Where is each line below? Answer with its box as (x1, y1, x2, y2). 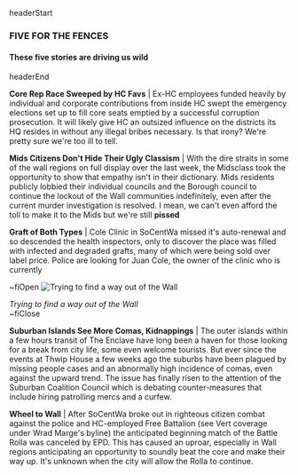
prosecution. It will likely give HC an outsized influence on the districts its (9, 117, 277, 128)
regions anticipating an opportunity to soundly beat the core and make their (9, 447, 286, 457)
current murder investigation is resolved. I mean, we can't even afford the (9, 200, 278, 211)
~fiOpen (9, 281, 40, 292)
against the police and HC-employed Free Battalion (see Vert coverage (9, 418, 268, 429)
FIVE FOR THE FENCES (9, 29, 109, 42)
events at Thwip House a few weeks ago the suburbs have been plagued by (9, 354, 286, 365)
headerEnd (9, 71, 50, 83)
